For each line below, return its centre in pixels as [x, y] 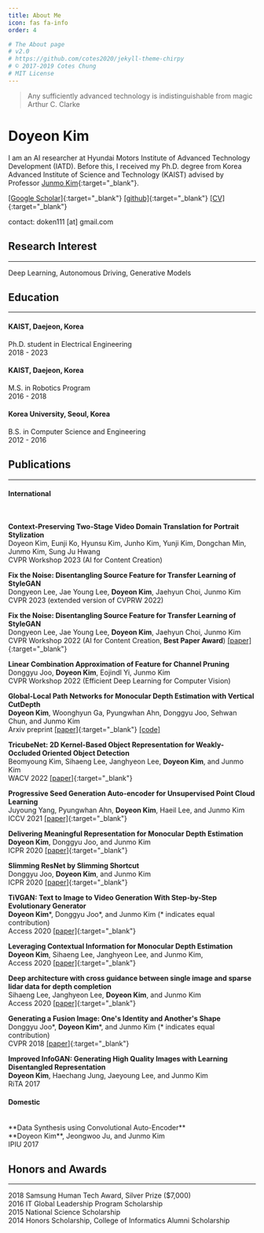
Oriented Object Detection [86, 753]
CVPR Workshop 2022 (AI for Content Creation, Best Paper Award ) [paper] [130, 640]
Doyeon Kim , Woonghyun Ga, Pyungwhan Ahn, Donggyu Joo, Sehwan [123, 712]
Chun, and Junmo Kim [44, 721]
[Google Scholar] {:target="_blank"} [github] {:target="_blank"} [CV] [117, 198]
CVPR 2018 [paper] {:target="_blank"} [69, 1043]
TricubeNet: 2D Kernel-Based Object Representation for [101, 745]
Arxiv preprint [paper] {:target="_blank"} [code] [84, 729]
